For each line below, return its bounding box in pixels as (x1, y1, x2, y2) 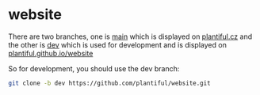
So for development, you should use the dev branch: (8, 63, 180, 73)
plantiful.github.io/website (8, 48, 94, 58)
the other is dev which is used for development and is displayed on (8, 40, 227, 49)
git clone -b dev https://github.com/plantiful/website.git (8, 79, 212, 87)
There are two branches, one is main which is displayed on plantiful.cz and (8, 32, 252, 41)
